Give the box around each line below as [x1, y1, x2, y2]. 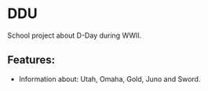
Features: [7, 53, 56, 67]
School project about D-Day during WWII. [7, 31, 142, 40]
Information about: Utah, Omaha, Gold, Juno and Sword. [18, 74, 201, 83]
